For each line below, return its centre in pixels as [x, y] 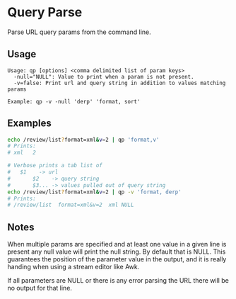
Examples [29, 124]
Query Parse [45, 12]
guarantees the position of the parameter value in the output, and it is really [117, 259]
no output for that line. [40, 288]
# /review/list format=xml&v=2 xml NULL [71, 205]
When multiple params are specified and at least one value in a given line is [117, 244]
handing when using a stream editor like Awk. [73, 267]
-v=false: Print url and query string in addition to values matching [120, 83]
